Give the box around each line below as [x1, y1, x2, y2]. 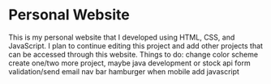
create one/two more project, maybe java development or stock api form [8, 58, 251, 68]
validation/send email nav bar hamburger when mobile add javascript [8, 66, 239, 76]
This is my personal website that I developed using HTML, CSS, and [8, 32, 235, 42]
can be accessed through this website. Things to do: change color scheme [8, 49, 258, 59]
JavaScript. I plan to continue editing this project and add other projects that [8, 40, 264, 50]
